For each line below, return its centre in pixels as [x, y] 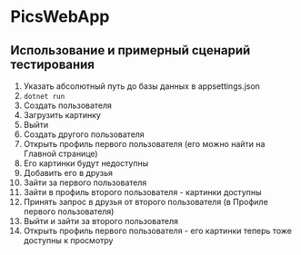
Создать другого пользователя [84, 134]
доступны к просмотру [68, 240]
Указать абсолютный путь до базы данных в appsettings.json [141, 86]
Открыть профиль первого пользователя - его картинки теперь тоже [157, 230]
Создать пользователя [68, 105]
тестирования [52, 64]
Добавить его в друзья [68, 173]
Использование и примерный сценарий [130, 50]
